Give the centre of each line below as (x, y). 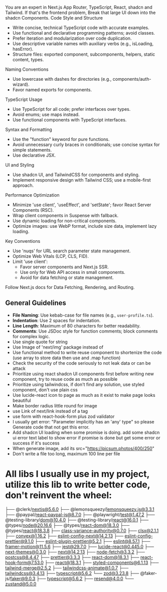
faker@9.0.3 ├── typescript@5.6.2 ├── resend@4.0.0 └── (72, 578)
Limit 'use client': (30, 261)
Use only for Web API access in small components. (72, 272)
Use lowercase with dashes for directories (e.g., (62, 79)
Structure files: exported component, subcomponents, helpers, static (84, 54)
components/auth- (132, 79)
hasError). (23, 49)
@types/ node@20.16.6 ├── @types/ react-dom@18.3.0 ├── (67, 525)
